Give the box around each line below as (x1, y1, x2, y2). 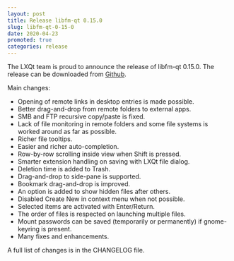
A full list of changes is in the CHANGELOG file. (7, 246, 145, 254)
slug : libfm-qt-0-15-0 (7, 23, 74, 30)
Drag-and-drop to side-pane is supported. (17, 172, 141, 181)
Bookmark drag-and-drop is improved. (17, 180, 131, 188)
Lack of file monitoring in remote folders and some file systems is (17, 120, 209, 128)
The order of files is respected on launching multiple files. (17, 210, 186, 218)
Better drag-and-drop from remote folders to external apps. (17, 105, 192, 113)
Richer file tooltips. (17, 135, 73, 143)
